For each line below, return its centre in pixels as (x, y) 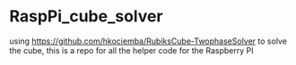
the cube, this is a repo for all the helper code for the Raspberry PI (131, 50)
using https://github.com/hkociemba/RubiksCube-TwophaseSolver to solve (148, 41)
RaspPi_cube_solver (86, 16)
